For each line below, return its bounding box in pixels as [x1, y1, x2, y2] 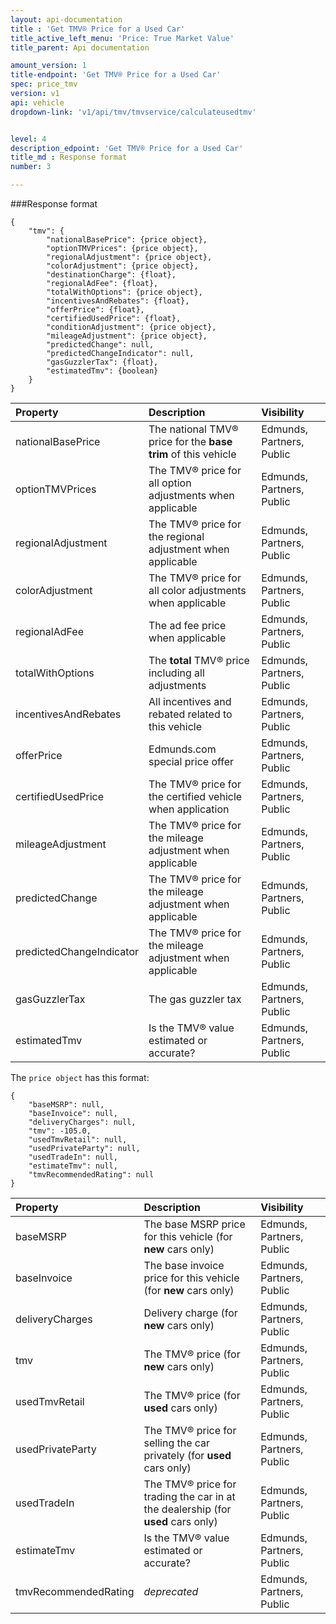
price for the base [148, 435, 233, 448]
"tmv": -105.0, [28, 1126, 92, 1136]
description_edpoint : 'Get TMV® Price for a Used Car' [10, 143, 244, 153]
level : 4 [10, 134, 47, 144]
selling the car [143, 1436, 211, 1450]
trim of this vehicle [148, 447, 237, 461]
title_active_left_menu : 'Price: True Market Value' [10, 33, 235, 43]
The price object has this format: [10, 1072, 150, 1083]
